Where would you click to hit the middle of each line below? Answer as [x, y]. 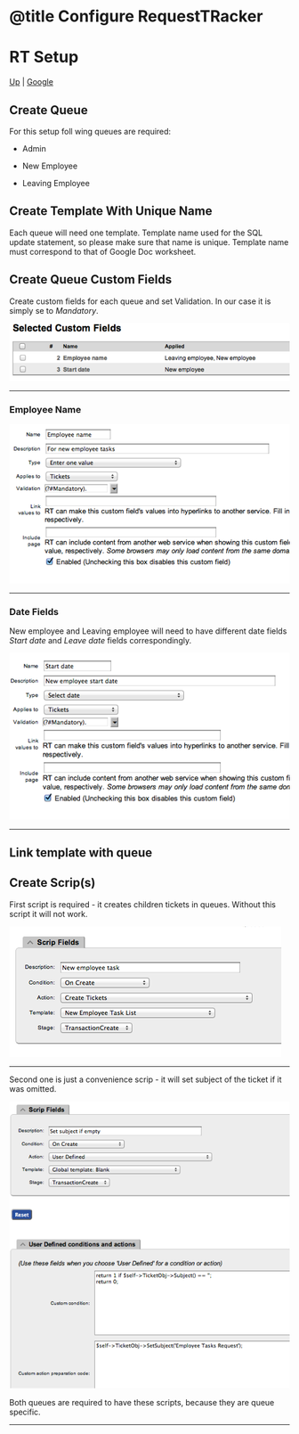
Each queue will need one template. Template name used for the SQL [136, 233]
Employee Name [45, 409]
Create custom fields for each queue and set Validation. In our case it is [140, 301]
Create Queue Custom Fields [90, 279]
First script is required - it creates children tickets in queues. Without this [142, 904]
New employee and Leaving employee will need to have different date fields [148, 631]
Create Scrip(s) [53, 883]
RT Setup [44, 57]
